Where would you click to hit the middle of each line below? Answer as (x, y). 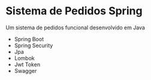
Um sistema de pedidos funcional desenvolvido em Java (75, 27)
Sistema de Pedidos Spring (74, 11)
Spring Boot (29, 39)
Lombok (25, 58)
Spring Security (34, 45)
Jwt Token (27, 64)
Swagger (25, 70)
